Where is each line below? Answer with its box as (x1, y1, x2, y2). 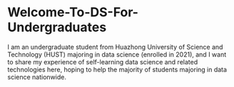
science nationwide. (7, 72, 66, 81)
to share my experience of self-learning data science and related (7, 57, 198, 66)
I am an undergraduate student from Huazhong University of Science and (7, 42, 223, 51)
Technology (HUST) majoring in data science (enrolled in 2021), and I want (7, 50, 227, 59)
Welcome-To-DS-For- (7, 4, 139, 21)
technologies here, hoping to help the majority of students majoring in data (7, 65, 227, 74)
